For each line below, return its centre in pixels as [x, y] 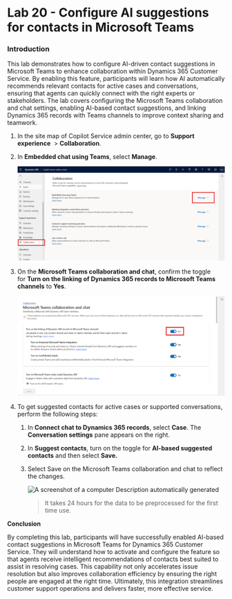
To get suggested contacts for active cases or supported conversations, [120, 407]
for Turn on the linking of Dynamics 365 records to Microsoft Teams [116, 279]
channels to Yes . [41, 286]
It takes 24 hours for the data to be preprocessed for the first [132, 503]
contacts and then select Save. [72, 456]
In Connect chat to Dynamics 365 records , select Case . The [114, 428]
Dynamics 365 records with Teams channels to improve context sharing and [116, 115]
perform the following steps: [57, 414]
